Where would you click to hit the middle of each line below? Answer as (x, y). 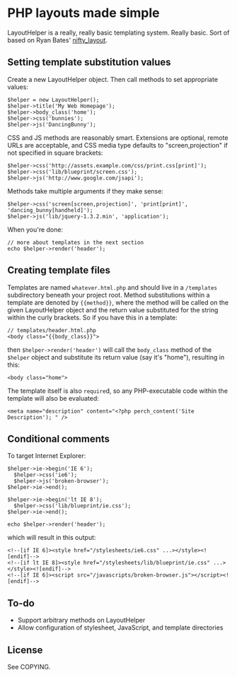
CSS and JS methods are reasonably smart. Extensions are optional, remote (118, 137)
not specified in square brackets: (55, 153)
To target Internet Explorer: (47, 456)
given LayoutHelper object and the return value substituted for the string (113, 310)
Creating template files (59, 270)
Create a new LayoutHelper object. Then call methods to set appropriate (112, 79)
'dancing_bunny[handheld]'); (50, 210)
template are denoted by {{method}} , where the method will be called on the (118, 302)
